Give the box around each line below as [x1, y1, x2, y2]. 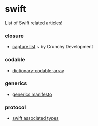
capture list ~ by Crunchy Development [12, 44, 93, 50]
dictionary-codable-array [12, 67, 65, 73]
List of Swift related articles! [5, 20, 63, 26]
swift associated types [12, 115, 59, 121]
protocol [5, 104, 26, 111]
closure [5, 32, 24, 39]
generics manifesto [12, 91, 52, 97]
